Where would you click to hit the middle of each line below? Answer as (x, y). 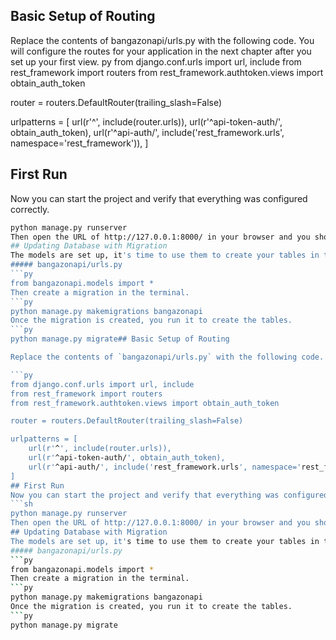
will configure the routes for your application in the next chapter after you (161, 51)
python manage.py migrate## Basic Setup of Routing (120, 339)
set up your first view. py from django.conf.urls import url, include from (156, 61)
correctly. (30, 209)
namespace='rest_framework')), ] (79, 143)
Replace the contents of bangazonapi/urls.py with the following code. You (162, 40)
